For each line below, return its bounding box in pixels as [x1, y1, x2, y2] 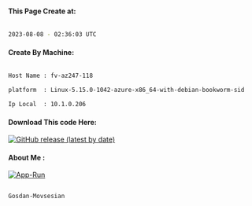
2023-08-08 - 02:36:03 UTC [8, 31, 97, 39]
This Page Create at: [8, 6, 76, 16]
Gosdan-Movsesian [8, 193, 65, 200]
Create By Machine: [8, 47, 75, 57]
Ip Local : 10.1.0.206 [8, 101, 87, 109]
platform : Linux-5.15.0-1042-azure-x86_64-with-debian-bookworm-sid [8, 86, 245, 94]
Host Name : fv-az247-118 [8, 72, 93, 80]
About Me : [8, 153, 46, 162]
